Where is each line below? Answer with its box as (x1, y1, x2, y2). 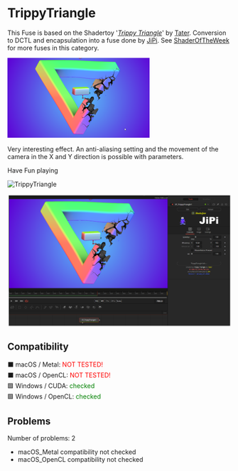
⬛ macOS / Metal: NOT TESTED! (7, 360, 104, 369)
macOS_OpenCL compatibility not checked (17, 455, 144, 464)
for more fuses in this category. (7, 43, 99, 52)
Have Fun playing (7, 166, 58, 175)
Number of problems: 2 (7, 434, 76, 443)
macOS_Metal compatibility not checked (17, 448, 136, 456)
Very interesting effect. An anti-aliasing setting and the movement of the (7, 144, 219, 153)
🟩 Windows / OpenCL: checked (7, 392, 102, 401)
